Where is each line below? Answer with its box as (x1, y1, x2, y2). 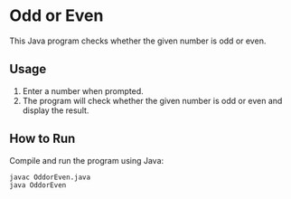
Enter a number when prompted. (22, 85, 145, 96)
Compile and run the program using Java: (9, 155, 164, 166)
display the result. (22, 105, 89, 116)
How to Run (9, 131, 76, 147)
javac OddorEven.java (9, 173, 91, 182)
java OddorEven (9, 181, 67, 190)
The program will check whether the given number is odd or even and (22, 95, 283, 106)
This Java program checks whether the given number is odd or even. (9, 35, 267, 46)
